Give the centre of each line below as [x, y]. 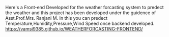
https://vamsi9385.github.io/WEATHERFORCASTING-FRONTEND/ [74, 29]
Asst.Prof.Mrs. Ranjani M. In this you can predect [57, 18]
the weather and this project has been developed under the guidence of [81, 13]
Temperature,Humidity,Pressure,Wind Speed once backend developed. [80, 23]
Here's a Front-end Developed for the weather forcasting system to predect [84, 7]
